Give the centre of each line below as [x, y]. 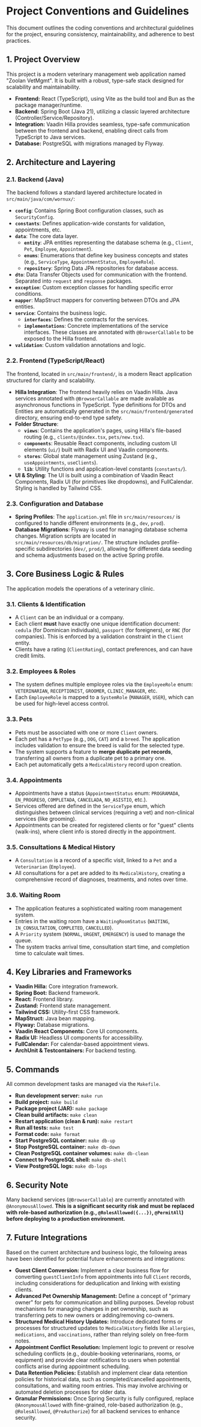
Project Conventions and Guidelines [97, 11]
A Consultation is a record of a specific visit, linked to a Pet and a [96, 861]
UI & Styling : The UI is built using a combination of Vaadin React [94, 475]
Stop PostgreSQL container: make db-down [67, 1147]
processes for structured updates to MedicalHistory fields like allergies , [105, 1328]
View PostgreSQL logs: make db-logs [61, 1166]
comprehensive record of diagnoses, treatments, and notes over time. [101, 880]
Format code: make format [47, 1134]
